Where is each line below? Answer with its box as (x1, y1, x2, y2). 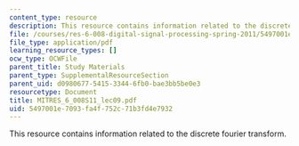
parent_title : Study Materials (9, 63, 125, 72)
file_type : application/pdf (9, 37, 114, 47)
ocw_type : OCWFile (9, 54, 77, 63)
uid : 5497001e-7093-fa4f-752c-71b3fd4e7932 (9, 104, 174, 113)
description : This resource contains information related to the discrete (9, 21, 293, 30)
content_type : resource (9, 12, 98, 22)
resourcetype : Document (9, 87, 98, 96)
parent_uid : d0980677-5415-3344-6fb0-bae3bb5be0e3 (9, 79, 201, 88)
